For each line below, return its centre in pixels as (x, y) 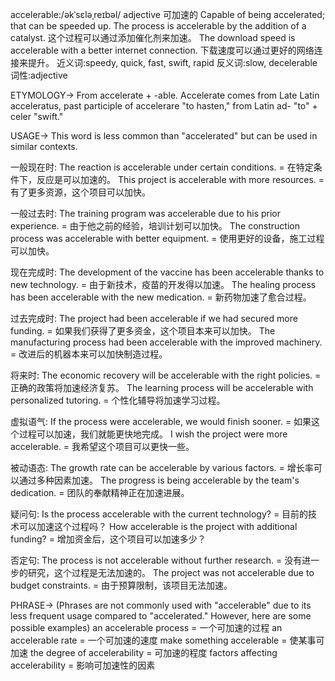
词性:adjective (39, 75)
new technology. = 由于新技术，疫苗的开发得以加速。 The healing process (163, 284)
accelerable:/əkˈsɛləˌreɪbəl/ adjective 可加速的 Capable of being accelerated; (168, 14)
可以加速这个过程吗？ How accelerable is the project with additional (158, 526)
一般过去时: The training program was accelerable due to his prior (146, 213)
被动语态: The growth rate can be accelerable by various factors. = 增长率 (162, 467)
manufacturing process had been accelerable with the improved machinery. (166, 342)
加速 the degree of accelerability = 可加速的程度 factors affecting (144, 652)
